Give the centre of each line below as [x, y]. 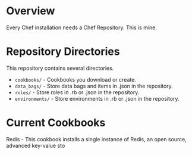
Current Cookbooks [56, 123]
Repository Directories [63, 52]
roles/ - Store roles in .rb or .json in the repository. [77, 92]
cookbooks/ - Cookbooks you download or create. [75, 79]
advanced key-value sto [36, 145]
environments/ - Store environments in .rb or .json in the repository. [97, 98]
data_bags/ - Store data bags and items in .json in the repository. [94, 86]
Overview [31, 11]
